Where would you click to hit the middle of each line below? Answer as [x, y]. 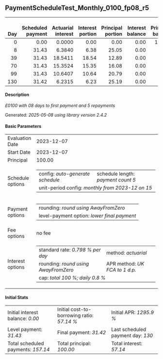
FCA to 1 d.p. [121, 270]
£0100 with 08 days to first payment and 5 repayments [60, 106]
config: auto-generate [64, 174]
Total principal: [74, 343]
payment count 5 [116, 180]
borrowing [69, 316]
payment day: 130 [132, 336]
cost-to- [81, 309]
